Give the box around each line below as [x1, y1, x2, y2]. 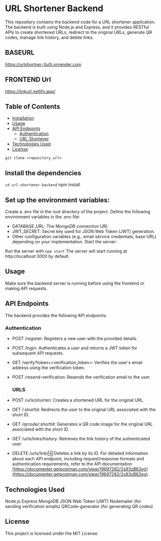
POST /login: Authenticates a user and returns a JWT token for [12, 345, 137, 351]
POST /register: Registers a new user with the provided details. [12, 336, 138, 341]
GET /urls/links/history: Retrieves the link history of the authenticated [12, 436, 150, 442]
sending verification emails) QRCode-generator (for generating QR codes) [5, 504, 153, 509]
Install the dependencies [5, 169, 81, 177]
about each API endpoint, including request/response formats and [12, 456, 145, 462]
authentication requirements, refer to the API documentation [12, 461, 132, 467]
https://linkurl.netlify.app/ [5, 88, 56, 94]
